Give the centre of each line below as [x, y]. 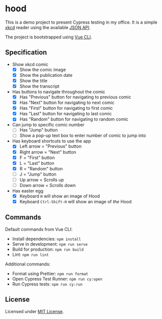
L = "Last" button [37, 163]
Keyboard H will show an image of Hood [60, 196]
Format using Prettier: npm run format [50, 273]
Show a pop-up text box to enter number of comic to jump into [83, 135]
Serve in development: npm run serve [50, 244]
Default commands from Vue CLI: [39, 229]
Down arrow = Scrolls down [48, 185]
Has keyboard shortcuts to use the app [52, 141]
